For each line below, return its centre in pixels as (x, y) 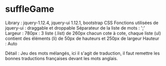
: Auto (11, 43)
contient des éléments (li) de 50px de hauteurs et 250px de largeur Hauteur (82, 38)
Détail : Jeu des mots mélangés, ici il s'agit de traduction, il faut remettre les (83, 53)
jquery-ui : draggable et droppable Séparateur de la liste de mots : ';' (75, 28)
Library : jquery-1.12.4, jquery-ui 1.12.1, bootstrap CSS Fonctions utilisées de (82, 23)
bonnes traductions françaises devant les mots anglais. (61, 58)
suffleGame (30, 9)
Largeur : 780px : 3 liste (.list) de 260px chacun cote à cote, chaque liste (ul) (83, 33)
